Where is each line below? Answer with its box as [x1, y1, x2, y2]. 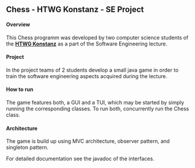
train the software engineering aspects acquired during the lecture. [6, 72, 168, 79]
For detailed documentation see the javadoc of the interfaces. [6, 155, 155, 162]
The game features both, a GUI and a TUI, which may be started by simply [6, 99, 184, 106]
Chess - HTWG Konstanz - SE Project [6, 5, 144, 15]
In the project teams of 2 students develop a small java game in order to [6, 66, 179, 73]
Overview [6, 20, 30, 28]
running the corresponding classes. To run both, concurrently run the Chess [6, 105, 189, 112]
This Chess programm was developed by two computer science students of [6, 34, 189, 41]
